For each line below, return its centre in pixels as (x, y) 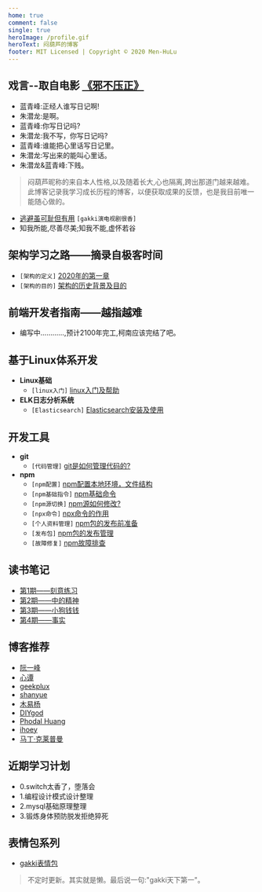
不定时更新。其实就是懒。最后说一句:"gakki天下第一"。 (116, 880)
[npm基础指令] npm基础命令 (73, 494)
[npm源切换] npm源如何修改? (76, 504)
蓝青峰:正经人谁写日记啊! (59, 106)
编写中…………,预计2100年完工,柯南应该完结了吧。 (100, 333)
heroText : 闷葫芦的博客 (43, 45)
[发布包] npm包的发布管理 (72, 533)
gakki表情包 (39, 863)
